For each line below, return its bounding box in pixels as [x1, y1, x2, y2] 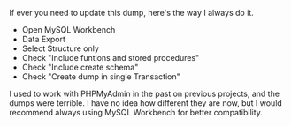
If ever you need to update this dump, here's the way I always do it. [9, 8, 254, 18]
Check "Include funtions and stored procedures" [21, 53, 200, 63]
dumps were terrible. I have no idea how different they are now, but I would [9, 98, 283, 108]
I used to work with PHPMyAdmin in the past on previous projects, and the [9, 88, 280, 99]
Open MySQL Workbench [21, 25, 116, 34]
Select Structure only [21, 43, 100, 54]
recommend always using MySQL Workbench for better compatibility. [9, 107, 264, 117]
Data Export [21, 34, 66, 44]
